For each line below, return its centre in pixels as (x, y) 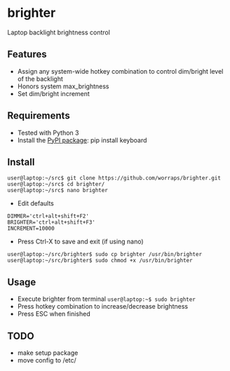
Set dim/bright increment (53, 93)
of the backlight (40, 79)
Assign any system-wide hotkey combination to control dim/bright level (120, 71)
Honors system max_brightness (63, 86)
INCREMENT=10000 (31, 229)
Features (27, 54)
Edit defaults (35, 203)
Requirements (39, 116)
